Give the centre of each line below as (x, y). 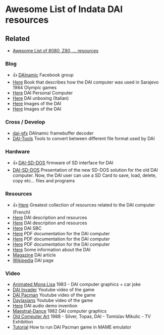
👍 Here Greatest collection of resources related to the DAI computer (84, 205)
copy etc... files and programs (44, 180)
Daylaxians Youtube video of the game (53, 300)
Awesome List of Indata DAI (64, 9)
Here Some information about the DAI (51, 250)
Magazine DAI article (34, 255)
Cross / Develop (25, 122)
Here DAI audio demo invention (45, 306)
